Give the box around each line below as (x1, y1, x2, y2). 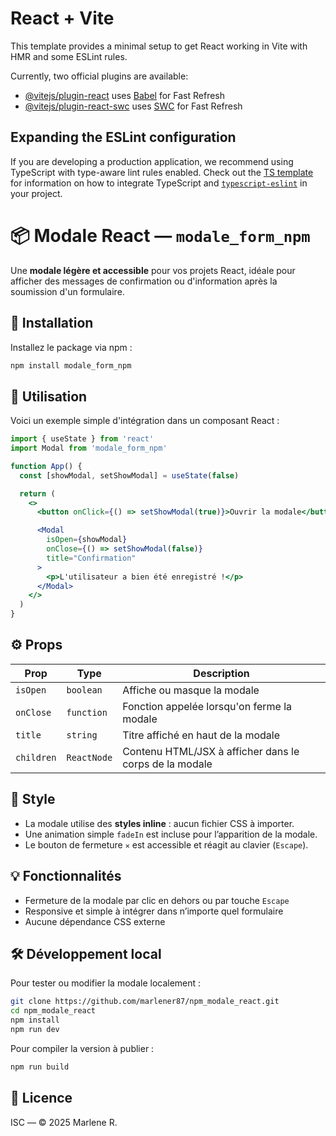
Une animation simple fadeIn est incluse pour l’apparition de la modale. (24, 828, 318, 840)
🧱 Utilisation (10, 388, 88, 405)
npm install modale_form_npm (10, 360, 132, 371)
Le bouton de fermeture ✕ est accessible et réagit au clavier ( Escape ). (24, 838, 309, 851)
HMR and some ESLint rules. (10, 50, 128, 62)
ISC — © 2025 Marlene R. (10, 1116, 118, 1128)
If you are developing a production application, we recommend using (10, 155, 294, 167)
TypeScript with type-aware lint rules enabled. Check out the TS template (10, 166, 314, 178)
